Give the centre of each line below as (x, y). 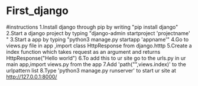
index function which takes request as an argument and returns (83, 51)
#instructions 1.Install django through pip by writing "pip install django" (92, 27)
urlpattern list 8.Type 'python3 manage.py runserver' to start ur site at (91, 70)
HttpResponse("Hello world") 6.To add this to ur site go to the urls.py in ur (96, 58)
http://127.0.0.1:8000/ (32, 77)
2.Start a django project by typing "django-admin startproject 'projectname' (98, 33)
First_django (38, 11)
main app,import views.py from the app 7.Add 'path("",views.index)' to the (96, 64)
